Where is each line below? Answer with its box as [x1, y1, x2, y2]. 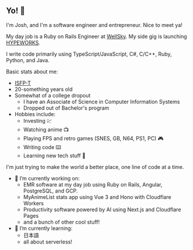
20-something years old [14, 86, 73, 93]
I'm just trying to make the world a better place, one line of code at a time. [6, 163, 184, 170]
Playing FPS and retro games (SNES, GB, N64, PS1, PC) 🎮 [23, 134, 164, 141]
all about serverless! [23, 238, 73, 245]
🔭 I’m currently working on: [14, 174, 80, 182]
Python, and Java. [6, 56, 50, 63]
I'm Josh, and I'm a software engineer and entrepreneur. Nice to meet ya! [6, 21, 183, 28]
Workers [23, 200, 44, 207]
